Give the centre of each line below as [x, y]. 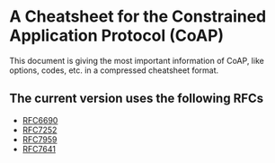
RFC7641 [39, 149]
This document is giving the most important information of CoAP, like [137, 60]
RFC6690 [40, 120]
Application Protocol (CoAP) [117, 36]
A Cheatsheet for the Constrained [138, 17]
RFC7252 [40, 130]
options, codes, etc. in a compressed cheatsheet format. [114, 70]
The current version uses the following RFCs [137, 99]
